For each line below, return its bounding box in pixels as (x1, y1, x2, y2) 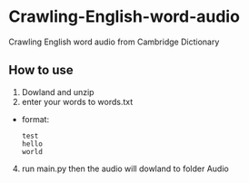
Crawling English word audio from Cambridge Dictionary (8, 36, 220, 47)
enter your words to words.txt (21, 96, 134, 107)
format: (21, 113, 50, 124)
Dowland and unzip (21, 86, 95, 97)
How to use (8, 63, 74, 78)
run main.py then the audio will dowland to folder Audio (21, 163, 229, 174)
